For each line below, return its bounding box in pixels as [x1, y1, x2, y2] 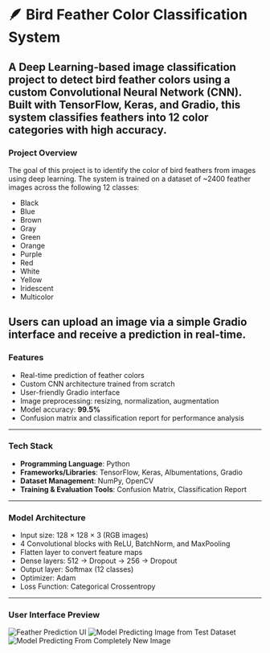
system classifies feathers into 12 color [8, 110, 209, 124]
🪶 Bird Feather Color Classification [8, 6, 247, 24]
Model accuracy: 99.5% [19, 405, 101, 414]
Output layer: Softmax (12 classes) [19, 565, 134, 574]
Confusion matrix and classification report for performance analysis [19, 413, 245, 422]
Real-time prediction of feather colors [19, 370, 145, 380]
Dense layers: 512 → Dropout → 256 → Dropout [19, 556, 178, 566]
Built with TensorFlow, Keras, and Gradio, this [8, 97, 241, 112]
